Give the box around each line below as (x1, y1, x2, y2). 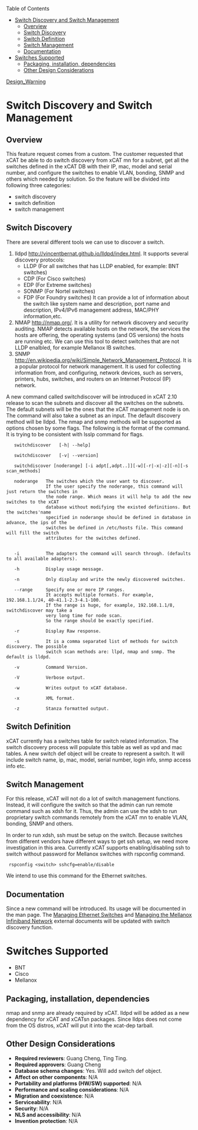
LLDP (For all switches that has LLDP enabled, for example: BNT (23, 262, 180, 269)
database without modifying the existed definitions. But (45, 504, 192, 510)
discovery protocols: (14, 256, 65, 263)
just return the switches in (6, 488, 78, 495)
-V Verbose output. (14, 674, 85, 681)
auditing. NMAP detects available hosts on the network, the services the (14, 325, 190, 332)
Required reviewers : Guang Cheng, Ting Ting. (14, 1054, 128, 1062)
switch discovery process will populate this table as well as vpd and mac (6, 743, 183, 750)
